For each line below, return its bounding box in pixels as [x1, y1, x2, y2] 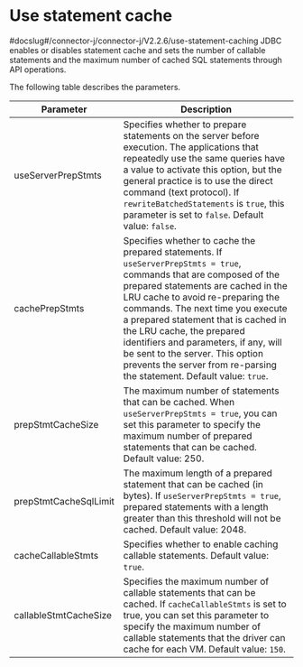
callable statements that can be [123, 586, 256, 598]
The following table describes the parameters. [9, 81, 181, 92]
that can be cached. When [123, 395, 235, 408]
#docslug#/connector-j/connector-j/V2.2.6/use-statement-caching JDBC [9, 35, 282, 46]
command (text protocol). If [123, 186, 240, 199]
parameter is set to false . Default [123, 208, 264, 221]
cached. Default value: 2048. [123, 523, 247, 535]
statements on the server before [123, 129, 260, 142]
